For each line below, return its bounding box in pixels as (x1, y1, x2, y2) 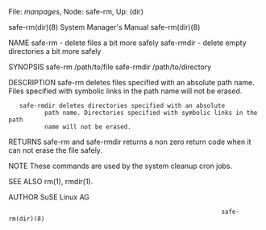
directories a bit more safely (8, 47, 102, 55)
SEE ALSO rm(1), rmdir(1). (8, 177, 94, 186)
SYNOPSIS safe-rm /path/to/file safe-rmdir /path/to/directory (8, 62, 212, 72)
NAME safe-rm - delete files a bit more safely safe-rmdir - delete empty (8, 38, 247, 47)
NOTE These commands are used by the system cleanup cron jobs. (8, 161, 233, 170)
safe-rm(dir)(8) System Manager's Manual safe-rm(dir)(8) (8, 23, 201, 31)
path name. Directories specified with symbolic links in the (44, 109, 258, 117)
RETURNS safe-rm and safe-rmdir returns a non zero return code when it (8, 137, 251, 146)
